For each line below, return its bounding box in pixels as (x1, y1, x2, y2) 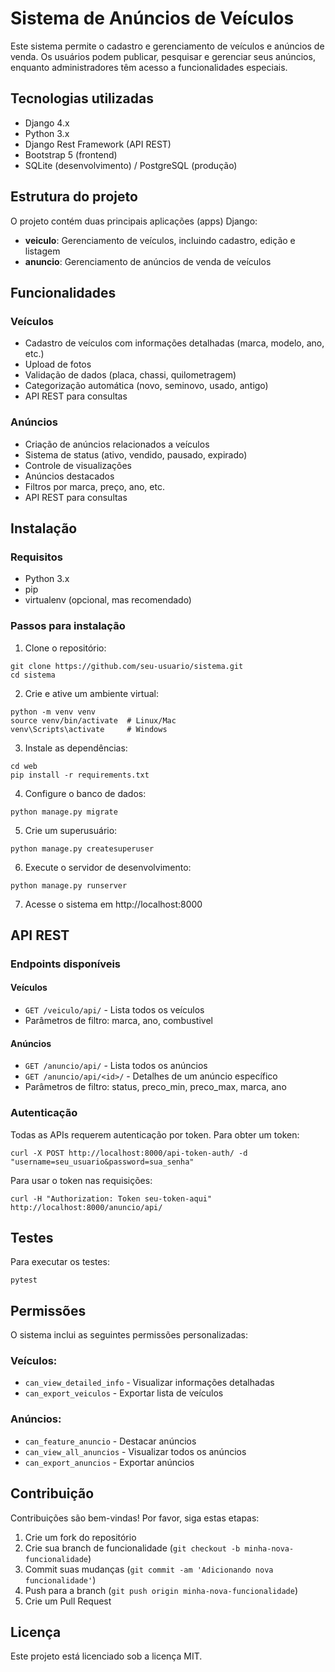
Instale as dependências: (24, 742, 128, 754)
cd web (10, 761, 38, 771)
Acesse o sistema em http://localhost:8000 (24, 898, 203, 910)
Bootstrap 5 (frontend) (24, 148, 118, 161)
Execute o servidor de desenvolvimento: (24, 861, 192, 873)
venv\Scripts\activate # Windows (10, 724, 168, 734)
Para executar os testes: (10, 1256, 110, 1268)
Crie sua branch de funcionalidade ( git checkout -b (24, 1542, 241, 1554)
